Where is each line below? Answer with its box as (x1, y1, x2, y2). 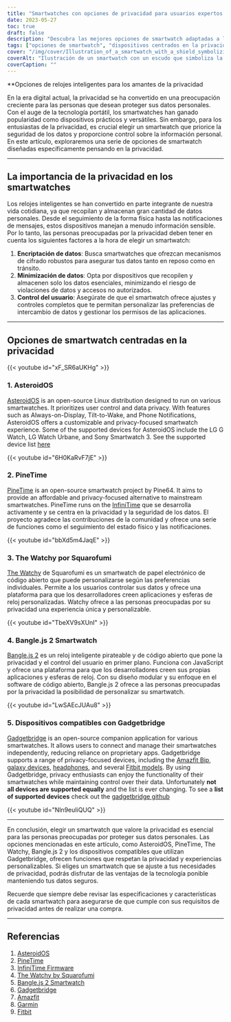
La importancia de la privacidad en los (7, 171, 173, 183)
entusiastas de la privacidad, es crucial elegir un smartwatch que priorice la (7, 122, 222, 131)
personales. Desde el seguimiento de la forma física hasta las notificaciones (7, 214, 223, 223)
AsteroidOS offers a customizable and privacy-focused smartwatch (7, 418, 198, 426)
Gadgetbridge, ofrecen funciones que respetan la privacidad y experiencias (7, 854, 222, 863)
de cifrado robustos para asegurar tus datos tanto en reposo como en (16, 257, 215, 265)
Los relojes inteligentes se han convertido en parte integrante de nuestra (7, 200, 213, 208)
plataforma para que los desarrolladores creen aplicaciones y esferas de (7, 590, 213, 599)
